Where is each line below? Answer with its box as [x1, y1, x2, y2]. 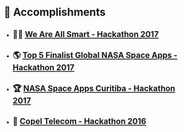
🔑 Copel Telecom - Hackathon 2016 [12, 116, 147, 126]
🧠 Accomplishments [4, 5, 106, 19]
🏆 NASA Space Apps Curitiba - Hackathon [12, 84, 176, 94]
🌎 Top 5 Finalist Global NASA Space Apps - [12, 50, 178, 60]
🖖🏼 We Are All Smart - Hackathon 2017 [12, 29, 159, 39]
